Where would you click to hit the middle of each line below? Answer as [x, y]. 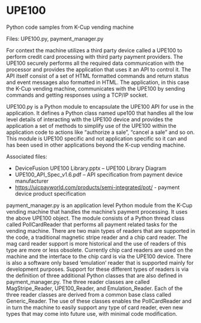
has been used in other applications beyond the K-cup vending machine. [96, 145]
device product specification [50, 193]
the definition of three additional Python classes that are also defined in [94, 275]
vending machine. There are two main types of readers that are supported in [101, 231]
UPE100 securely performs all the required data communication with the [95, 63]
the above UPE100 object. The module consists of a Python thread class [95, 218]
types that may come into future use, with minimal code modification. [92, 313]
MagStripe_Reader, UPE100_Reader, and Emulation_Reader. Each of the [94, 288]
